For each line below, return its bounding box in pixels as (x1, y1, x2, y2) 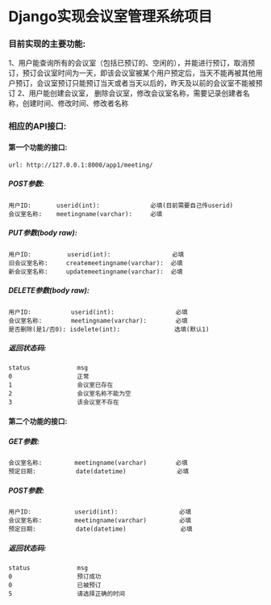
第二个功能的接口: (8, 417, 68, 426)
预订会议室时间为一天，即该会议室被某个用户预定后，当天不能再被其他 (22, 68, 256, 78)
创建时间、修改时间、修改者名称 (22, 99, 129, 108)
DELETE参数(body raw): (8, 286, 90, 295)
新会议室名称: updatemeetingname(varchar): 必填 (8, 268, 183, 276)
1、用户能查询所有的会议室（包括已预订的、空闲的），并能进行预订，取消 (8, 58, 248, 68)
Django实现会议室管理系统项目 (8, 7, 213, 26)
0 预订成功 (8, 572, 102, 581)
